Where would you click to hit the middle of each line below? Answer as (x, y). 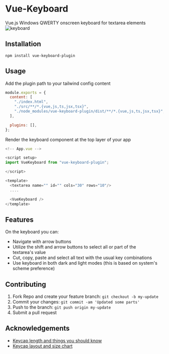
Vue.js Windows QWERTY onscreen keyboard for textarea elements (75, 23)
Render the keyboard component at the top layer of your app (68, 139)
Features (19, 219)
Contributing (26, 284)
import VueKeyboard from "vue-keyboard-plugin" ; (57, 163)
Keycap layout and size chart (43, 346)
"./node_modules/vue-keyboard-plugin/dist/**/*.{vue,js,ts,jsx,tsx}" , (90, 112)
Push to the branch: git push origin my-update (62, 307)
